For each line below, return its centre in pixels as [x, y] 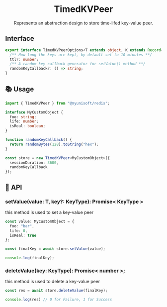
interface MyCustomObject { [34, 112]
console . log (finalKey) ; [30, 258]
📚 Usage [20, 89]
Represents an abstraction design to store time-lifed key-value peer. [83, 23]
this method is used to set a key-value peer [49, 212]
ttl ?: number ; [24, 59]
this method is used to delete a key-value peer [53, 282]
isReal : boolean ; [28, 126]
